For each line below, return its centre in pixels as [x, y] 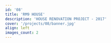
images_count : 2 [22, 33]
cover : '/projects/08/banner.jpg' [41, 23]
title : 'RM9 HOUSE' [25, 14]
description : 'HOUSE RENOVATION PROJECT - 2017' [56, 19]
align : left [17, 28]
